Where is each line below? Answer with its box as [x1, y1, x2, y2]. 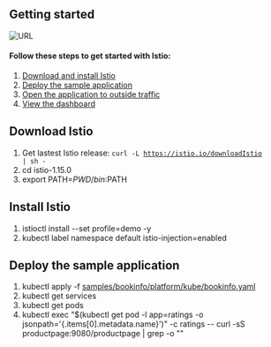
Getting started [9, 7, 95, 22]
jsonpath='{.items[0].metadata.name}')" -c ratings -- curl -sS [21, 319, 245, 329]
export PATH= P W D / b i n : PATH [21, 174, 128, 185]
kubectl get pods [21, 300, 84, 311]
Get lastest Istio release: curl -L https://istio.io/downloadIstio [21, 147, 262, 158]
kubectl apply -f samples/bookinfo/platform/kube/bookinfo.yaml [21, 282, 256, 292]
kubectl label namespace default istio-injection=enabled [21, 232, 227, 243]
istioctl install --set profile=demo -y [21, 223, 152, 233]
